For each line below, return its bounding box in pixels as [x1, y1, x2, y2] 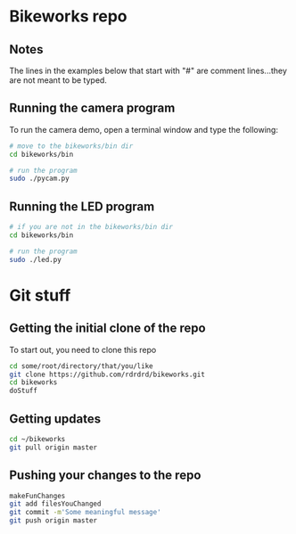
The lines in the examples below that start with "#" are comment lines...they [9, 65, 288, 76]
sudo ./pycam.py [9, 174, 70, 184]
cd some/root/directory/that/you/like [9, 361, 153, 371]
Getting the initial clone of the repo [9, 321, 207, 336]
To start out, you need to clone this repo [9, 344, 157, 355]
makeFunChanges [9, 491, 66, 500]
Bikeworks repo [9, 6, 127, 27]
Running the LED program [9, 199, 155, 214]
